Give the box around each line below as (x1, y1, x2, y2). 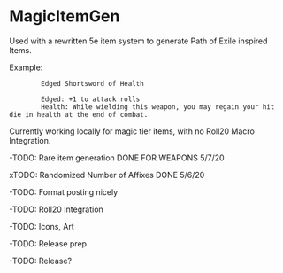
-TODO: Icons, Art (9, 221, 75, 231)
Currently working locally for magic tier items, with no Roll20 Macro (9, 126, 255, 136)
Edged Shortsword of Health (41, 79, 144, 88)
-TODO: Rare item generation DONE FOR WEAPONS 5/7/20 (9, 152, 225, 163)
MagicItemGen (9, 6, 120, 27)
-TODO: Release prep (9, 238, 87, 249)
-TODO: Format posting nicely (9, 186, 119, 197)
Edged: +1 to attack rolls (41, 95, 141, 104)
